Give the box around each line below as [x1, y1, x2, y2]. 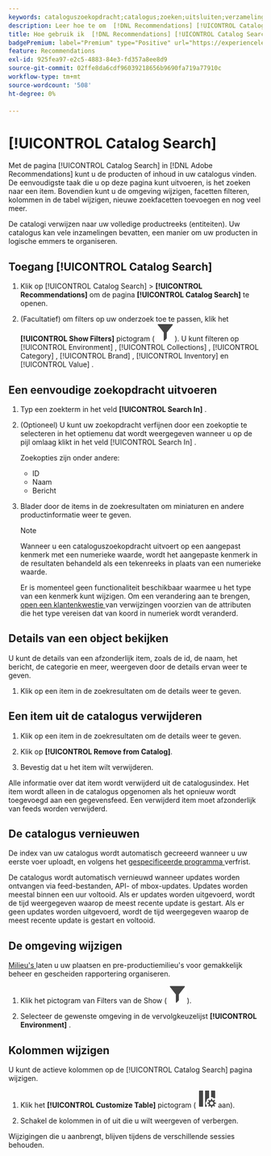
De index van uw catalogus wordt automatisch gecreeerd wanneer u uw [8, 848, 248, 858]
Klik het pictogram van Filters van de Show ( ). [19, 996, 192, 1006]
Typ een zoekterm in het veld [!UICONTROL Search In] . [19, 404, 207, 414]
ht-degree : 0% [8, 90, 56, 98]
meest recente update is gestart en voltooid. [8, 915, 156, 925]
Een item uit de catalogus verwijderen [8, 709, 202, 723]
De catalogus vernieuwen [8, 826, 140, 840]
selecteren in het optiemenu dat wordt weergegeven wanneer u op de [19, 428, 252, 438]
